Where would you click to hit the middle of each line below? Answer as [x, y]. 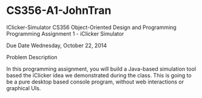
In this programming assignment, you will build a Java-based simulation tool [101, 69]
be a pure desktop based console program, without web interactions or [95, 82]
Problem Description [32, 57]
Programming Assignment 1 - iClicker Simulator [65, 33]
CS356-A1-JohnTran [59, 11]
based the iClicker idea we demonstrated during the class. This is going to [99, 75]
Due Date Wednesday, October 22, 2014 [57, 45]
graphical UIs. [24, 88]
